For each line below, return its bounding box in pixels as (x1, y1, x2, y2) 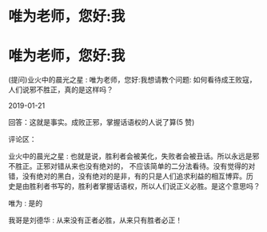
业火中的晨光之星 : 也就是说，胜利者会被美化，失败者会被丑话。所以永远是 (8, 151, 253, 161)
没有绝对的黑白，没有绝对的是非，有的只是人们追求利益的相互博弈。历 (22, 171, 253, 181)
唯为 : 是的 (8, 198, 42, 208)
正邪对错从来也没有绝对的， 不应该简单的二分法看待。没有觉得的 (35, 162, 249, 171)
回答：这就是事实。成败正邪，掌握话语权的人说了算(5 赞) (8, 118, 195, 127)
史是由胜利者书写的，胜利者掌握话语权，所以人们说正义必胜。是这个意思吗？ (8, 182, 261, 191)
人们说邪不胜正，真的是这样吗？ (8, 85, 114, 94)
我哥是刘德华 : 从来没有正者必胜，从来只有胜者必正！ (8, 215, 182, 225)
